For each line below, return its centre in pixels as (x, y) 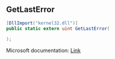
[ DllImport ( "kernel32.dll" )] (42, 23)
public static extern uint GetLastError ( (58, 29)
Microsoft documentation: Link (44, 51)
